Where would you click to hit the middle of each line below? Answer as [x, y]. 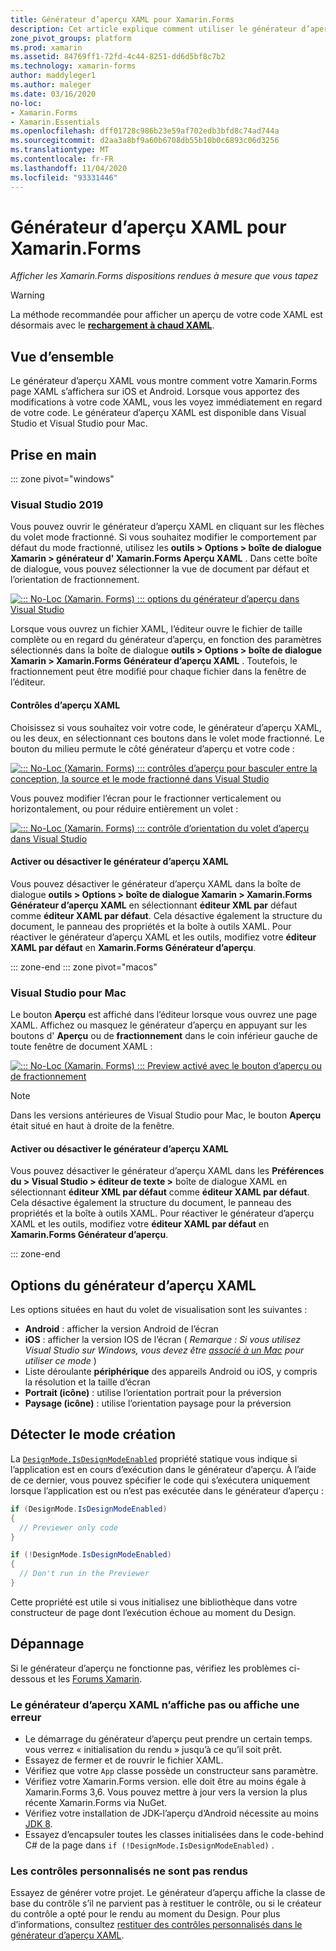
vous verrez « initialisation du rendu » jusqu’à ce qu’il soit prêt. [153, 1749]
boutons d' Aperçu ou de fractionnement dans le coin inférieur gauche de [164, 1036]
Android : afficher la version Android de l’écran [121, 1329]
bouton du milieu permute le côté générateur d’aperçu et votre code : [152, 748]
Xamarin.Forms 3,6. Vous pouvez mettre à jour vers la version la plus [166, 1792]
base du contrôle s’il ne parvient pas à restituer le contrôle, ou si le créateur [166, 1903]
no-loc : [26, 103]
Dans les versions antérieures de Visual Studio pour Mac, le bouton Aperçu [166, 1115]
